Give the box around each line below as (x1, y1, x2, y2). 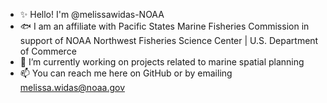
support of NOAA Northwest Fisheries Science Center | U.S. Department (19, 35, 319, 46)
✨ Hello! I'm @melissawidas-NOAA (19, 9, 165, 20)
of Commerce (19, 45, 77, 57)
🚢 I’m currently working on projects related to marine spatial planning (19, 56, 305, 68)
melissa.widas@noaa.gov (19, 82, 126, 93)
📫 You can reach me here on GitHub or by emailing (19, 67, 233, 79)
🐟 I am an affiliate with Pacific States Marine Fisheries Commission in (19, 20, 310, 32)
